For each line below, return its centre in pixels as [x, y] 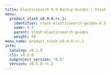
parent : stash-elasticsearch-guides [51, 32]
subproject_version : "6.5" [37, 59]
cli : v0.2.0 [22, 55]
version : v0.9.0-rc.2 [32, 64]
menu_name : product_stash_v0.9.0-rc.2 [44, 41]
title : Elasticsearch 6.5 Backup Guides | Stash [55, 9]
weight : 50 [25, 37]
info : [11, 46]
